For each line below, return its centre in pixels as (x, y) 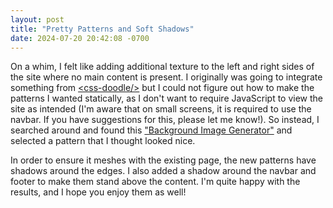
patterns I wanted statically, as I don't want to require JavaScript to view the (167, 98)
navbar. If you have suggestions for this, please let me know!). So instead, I (165, 120)
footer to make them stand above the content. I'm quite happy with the (155, 182)
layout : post (37, 19)
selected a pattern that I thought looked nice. (103, 141)
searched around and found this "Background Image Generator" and (151, 130)
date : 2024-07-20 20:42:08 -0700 (80, 38)
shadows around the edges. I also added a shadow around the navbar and (163, 171)
